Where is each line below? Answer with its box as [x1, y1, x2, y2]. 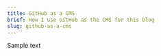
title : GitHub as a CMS [7, 10, 75, 17]
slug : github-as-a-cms [7, 23, 72, 29]
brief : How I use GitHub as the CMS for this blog [7, 16, 155, 23]
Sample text [7, 42, 41, 50]
